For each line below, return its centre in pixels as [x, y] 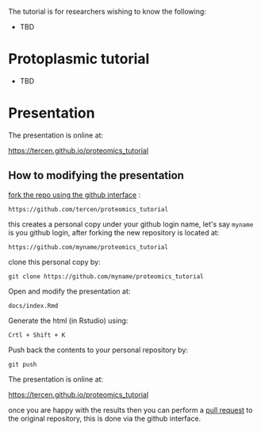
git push [23, 364]
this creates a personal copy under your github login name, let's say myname [131, 224]
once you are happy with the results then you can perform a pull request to [130, 410]
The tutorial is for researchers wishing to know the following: [107, 12]
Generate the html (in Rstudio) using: [68, 320]
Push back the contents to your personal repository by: [98, 350]
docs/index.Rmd [33, 305]
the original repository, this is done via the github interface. [105, 418]
